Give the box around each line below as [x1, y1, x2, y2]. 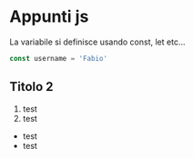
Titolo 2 [9, 79, 54, 94]
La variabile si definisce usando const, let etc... [9, 36, 186, 47]
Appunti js [9, 6, 89, 27]
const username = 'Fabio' [9, 54, 107, 63]
